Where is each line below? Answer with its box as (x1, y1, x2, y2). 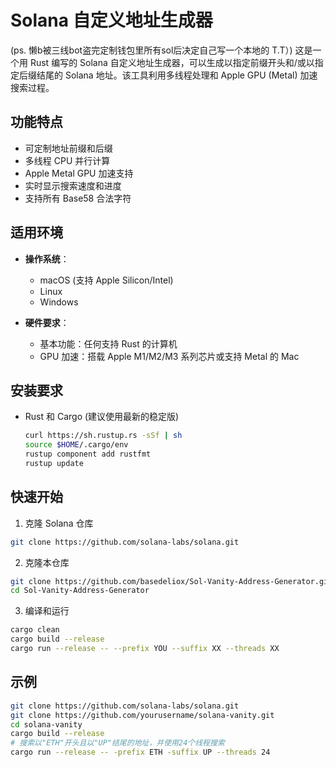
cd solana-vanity (10, 719, 83, 730)
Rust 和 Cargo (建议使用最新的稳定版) (24, 411, 180, 423)
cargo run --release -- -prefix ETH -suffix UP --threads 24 (10, 747, 271, 758)
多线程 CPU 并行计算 (24, 154, 111, 166)
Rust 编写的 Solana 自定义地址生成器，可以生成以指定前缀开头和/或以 (29, 56, 315, 68)
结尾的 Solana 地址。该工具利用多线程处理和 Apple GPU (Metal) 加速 (36, 69, 318, 81)
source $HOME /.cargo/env (24, 440, 129, 450)
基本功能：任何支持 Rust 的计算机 (39, 337, 178, 350)
